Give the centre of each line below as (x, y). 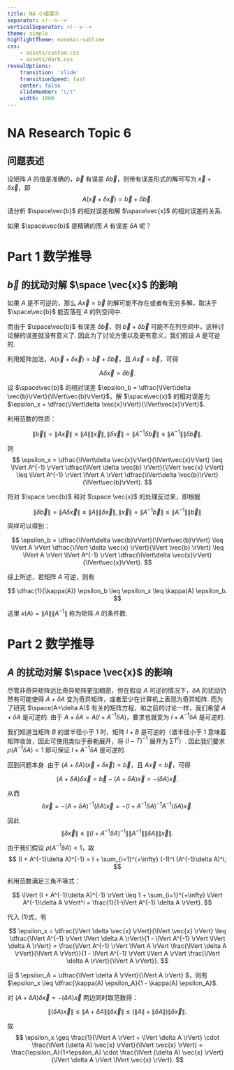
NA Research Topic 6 (69, 133)
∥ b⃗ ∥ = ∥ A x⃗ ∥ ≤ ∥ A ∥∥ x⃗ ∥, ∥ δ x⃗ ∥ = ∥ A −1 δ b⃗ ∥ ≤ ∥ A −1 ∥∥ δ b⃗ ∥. (117, 433)
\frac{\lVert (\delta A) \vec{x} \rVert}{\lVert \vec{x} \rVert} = (117, 1045)
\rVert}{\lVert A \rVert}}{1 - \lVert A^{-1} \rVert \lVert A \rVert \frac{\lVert (117, 953)
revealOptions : (29, 66)
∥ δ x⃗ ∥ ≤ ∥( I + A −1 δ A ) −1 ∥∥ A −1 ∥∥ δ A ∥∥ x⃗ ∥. (117, 832)
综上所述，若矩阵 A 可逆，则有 (51, 577)
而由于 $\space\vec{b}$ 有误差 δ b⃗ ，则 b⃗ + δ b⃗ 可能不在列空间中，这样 (113, 326)
